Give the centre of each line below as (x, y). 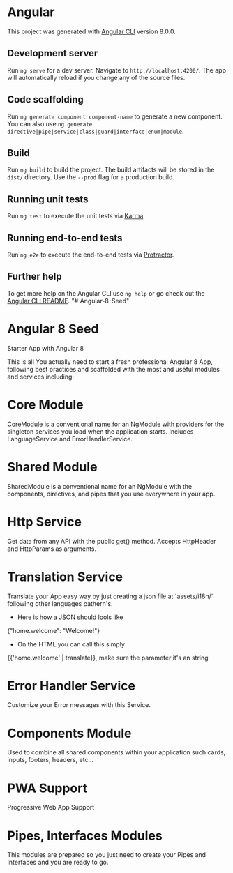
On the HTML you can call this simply (71, 644)
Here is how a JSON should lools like (70, 617)
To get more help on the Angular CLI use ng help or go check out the (106, 293)
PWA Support (47, 788)
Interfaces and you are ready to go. (58, 863)
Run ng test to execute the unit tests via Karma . (76, 216)
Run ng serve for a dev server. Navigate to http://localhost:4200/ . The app (117, 70)
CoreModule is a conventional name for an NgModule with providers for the (116, 424)
